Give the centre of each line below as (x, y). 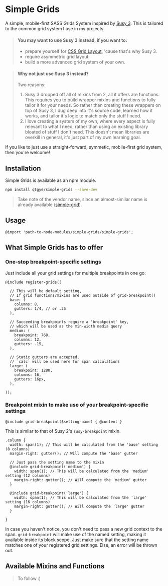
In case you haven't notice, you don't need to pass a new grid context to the (84, 529)
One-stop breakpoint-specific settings (53, 262)
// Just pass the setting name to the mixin (57, 462)
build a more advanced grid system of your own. (75, 62)
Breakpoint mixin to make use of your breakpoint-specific (77, 405)
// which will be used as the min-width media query (66, 326)
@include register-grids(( (33, 282)
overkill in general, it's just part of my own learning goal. (83, 138)
